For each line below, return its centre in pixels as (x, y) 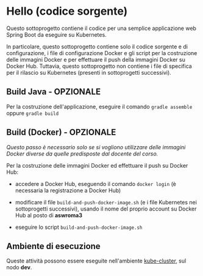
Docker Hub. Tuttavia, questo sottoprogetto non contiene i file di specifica (99, 66)
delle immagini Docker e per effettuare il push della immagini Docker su (96, 59)
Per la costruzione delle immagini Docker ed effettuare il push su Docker (97, 165)
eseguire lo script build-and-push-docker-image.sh (79, 227)
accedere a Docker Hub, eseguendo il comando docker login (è (96, 184)
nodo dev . (19, 267)
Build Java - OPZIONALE (54, 92)
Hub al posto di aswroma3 (48, 215)
